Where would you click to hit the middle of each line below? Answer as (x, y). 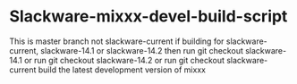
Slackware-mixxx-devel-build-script (148, 17)
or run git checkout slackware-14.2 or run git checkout (124, 60)
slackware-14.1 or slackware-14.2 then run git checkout (141, 50)
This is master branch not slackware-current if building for (117, 41)
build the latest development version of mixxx (122, 70)
